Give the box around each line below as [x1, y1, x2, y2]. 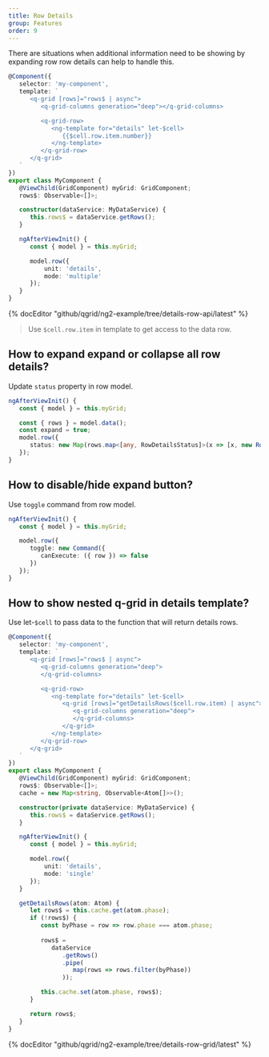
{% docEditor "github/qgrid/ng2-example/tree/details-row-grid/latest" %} [8, 1039, 252, 1049]
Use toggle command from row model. [8, 499, 136, 509]
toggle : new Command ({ [29, 544, 106, 553]
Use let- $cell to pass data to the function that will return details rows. [8, 618, 239, 627]
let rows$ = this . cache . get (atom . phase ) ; [29, 906, 171, 914]
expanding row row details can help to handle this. [8, 57, 175, 67]
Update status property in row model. [8, 381, 134, 391]
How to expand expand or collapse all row [8, 348, 221, 361]
